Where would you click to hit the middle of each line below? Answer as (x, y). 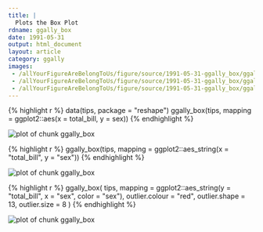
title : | (22, 15)
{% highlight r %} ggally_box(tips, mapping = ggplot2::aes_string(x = (119, 149)
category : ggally (36, 60)
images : (21, 67)
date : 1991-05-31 (36, 37)
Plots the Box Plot (47, 23)
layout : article (34, 52)
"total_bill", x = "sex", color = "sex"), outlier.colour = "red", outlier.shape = (127, 196)
